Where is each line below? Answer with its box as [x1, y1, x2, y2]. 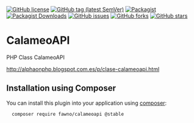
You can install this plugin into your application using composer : [6, 99, 167, 107]
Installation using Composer [6, 83, 116, 94]
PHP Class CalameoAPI [6, 54, 65, 61]
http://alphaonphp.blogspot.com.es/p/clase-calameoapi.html [6, 65, 160, 72]
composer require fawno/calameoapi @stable [12, 111, 124, 117]
